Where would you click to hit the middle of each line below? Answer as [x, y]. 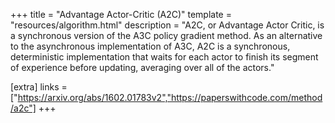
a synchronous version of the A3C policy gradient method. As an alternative [166, 35]
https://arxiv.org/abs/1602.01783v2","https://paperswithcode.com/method [170, 97]
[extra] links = [39, 87]
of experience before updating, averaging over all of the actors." [142, 67]
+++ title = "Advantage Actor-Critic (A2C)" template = [121, 14]
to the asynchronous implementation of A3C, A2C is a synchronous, [150, 46]
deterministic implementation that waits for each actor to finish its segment [164, 57]
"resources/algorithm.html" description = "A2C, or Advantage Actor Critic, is [167, 25]
